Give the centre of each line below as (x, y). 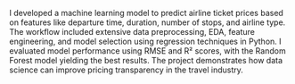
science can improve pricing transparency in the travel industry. (126, 70)
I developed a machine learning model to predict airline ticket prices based (146, 13)
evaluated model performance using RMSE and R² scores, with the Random (148, 51)
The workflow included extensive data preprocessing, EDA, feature (132, 32)
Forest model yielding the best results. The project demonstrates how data (146, 60)
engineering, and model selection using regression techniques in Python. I (146, 41)
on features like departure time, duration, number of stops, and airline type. (147, 22)
